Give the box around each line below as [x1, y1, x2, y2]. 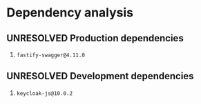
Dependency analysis [6, 5, 134, 21]
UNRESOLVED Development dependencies [6, 70, 194, 82]
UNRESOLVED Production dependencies [6, 32, 184, 44]
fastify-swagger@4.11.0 [16, 52, 86, 59]
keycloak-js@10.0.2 [16, 90, 73, 97]
